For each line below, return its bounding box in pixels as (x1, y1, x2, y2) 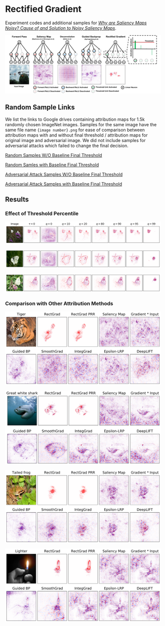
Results (5, 195, 29, 204)
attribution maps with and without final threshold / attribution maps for (5, 132, 148, 138)
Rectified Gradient (5, 3, 82, 15)
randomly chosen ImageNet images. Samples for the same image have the (5, 121, 157, 127)
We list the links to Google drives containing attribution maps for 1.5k (5, 116, 145, 122)
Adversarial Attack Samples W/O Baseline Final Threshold (5, 171, 123, 177)
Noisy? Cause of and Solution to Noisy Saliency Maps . (5, 25, 117, 31)
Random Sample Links (5, 103, 75, 112)
